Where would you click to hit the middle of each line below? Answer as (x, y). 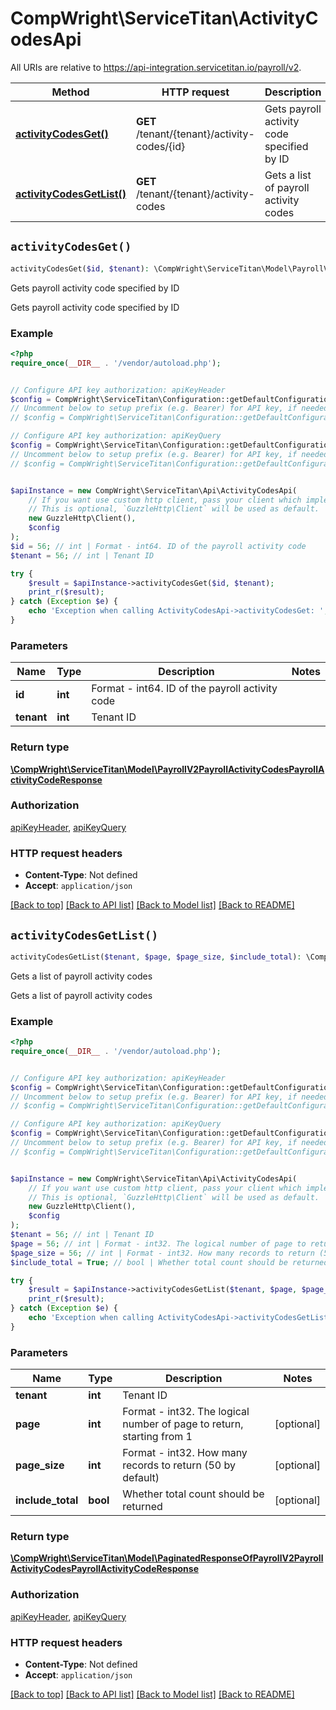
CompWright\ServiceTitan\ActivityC (164, 18)
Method (70, 92)
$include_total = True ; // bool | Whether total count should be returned (169, 1262)
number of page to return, (183, 1424)
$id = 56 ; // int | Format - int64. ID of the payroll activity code (158, 546)
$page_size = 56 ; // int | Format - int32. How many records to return (162, 1253)
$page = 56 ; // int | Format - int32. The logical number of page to (158, 1243)
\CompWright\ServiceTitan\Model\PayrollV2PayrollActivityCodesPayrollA (167, 769)
